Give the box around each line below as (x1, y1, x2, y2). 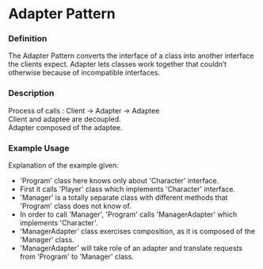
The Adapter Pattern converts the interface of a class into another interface (8, 51, 254, 60)
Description (8, 88, 55, 99)
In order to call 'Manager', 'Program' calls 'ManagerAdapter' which (19, 209, 238, 219)
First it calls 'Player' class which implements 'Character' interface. (19, 184, 236, 194)
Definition (8, 33, 48, 44)
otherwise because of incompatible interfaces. (8, 68, 161, 78)
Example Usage (8, 142, 70, 153)
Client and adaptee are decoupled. (8, 114, 121, 124)
